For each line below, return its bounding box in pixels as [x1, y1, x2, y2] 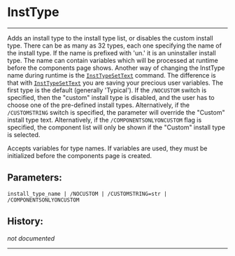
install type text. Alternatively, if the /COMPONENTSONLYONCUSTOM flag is [7, 115, 202, 124]
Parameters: [7, 172, 62, 184]
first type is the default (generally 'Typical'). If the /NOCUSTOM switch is [7, 85, 207, 94]
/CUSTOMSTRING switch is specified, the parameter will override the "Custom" [7, 108, 225, 116]
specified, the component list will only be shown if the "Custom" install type [7, 123, 226, 131]
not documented [7, 234, 55, 242]
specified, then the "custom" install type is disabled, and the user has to [7, 93, 215, 101]
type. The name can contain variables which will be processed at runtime [7, 56, 218, 64]
